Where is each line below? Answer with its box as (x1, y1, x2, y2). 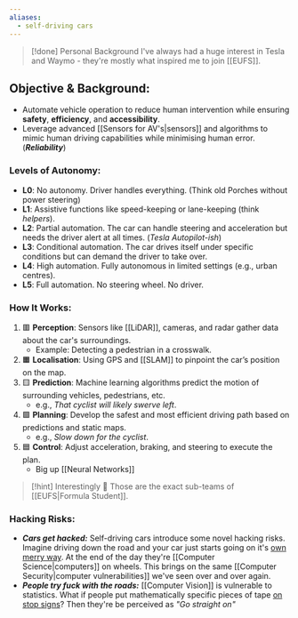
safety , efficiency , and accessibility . (21, 114, 160, 124)
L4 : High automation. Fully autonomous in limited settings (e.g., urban (21, 260, 278, 271)
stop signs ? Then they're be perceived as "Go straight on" (21, 599, 236, 610)
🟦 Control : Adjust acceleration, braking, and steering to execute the (21, 441, 273, 452)
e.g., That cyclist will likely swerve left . (35, 399, 177, 410)
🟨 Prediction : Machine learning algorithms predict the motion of (21, 377, 260, 388)
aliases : (9, 12, 42, 22)
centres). (21, 269, 56, 280)
